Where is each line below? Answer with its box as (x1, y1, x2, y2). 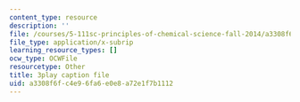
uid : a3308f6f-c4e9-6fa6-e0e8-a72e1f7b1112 (9, 79, 174, 88)
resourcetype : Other (9, 63, 87, 72)
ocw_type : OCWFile (9, 54, 78, 63)
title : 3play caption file (9, 71, 110, 80)
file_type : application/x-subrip (9, 37, 134, 47)
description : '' (9, 21, 70, 30)
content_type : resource (9, 12, 98, 22)
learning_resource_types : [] (9, 46, 118, 55)
